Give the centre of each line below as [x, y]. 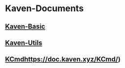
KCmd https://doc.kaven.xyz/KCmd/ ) [63, 59]
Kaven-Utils [24, 42]
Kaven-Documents [45, 8]
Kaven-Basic [25, 26]
